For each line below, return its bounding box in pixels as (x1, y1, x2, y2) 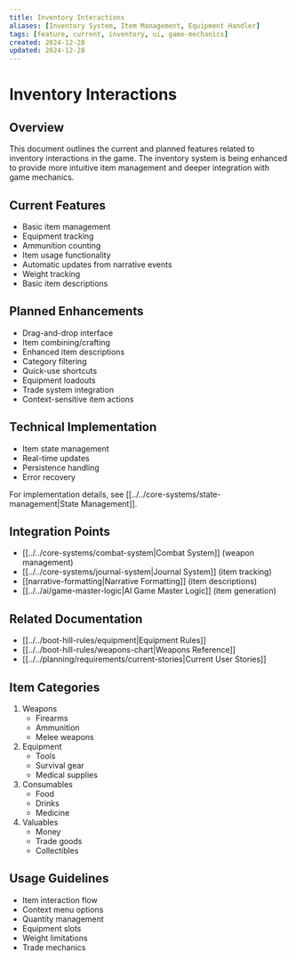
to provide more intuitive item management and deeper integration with (9, 162, 269, 174)
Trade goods (35, 836, 83, 846)
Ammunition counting (21, 240, 101, 250)
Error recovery (21, 471, 76, 482)
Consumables (21, 779, 73, 789)
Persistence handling (21, 462, 100, 473)
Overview (9, 119, 65, 134)
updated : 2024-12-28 (9, 46, 86, 55)
